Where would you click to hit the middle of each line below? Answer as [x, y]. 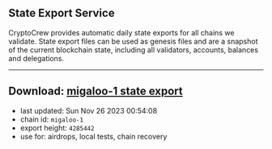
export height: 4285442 [57, 127]
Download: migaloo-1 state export [96, 91]
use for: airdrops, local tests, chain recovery [93, 136]
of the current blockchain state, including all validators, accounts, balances [134, 50]
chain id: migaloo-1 [51, 119]
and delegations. [36, 58]
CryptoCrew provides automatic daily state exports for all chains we [121, 32]
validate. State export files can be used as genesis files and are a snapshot [133, 41]
